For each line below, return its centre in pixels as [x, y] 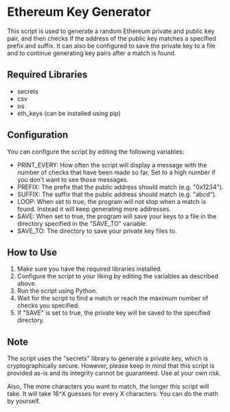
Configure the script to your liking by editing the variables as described [117, 276]
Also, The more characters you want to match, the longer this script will [108, 387]
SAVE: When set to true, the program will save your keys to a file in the [117, 216]
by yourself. [24, 401]
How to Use [32, 252]
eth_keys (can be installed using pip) [69, 113]
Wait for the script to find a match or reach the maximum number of [113, 298]
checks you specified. [48, 306]
